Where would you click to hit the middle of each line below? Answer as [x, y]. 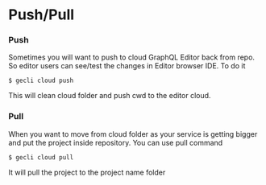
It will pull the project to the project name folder [87, 172]
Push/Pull [42, 15]
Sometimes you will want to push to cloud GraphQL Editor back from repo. [132, 57]
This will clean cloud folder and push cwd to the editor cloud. [110, 96]
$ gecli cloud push [41, 81]
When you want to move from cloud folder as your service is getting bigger [133, 134]
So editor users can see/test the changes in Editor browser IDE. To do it [127, 66]
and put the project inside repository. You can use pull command [116, 142]
